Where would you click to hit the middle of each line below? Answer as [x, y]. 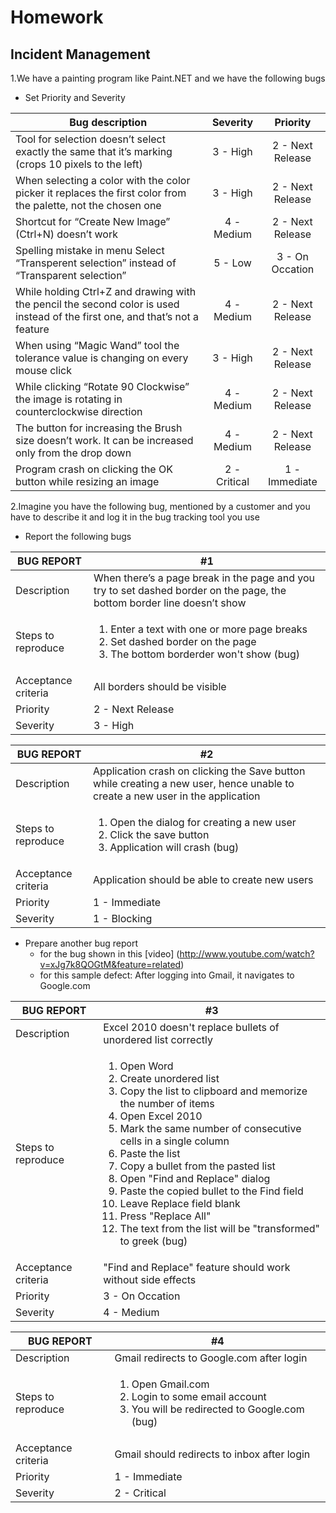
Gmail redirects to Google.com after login [211, 1358]
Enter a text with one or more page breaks [209, 629]
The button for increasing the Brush [99, 428]
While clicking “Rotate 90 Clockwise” [102, 386]
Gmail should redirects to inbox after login [212, 1454]
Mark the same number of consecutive [210, 1128]
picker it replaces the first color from [101, 193]
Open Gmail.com [170, 1384]
